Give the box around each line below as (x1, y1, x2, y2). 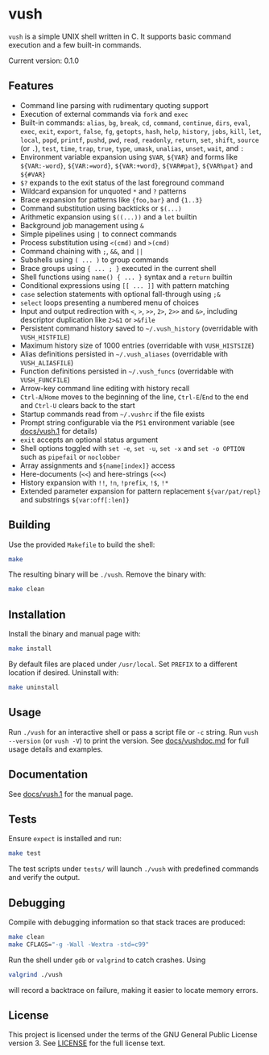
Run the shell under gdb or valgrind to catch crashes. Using (8, 955, 206, 965)
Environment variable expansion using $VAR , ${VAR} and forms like (19, 152, 238, 161)
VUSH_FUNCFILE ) (19, 374, 70, 384)
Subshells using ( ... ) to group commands (19, 255, 169, 265)
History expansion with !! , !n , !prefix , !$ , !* (19, 477, 169, 487)
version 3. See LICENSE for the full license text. (8, 1038, 166, 1049)
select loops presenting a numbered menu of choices (19, 298, 200, 307)
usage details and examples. (8, 744, 103, 754)
